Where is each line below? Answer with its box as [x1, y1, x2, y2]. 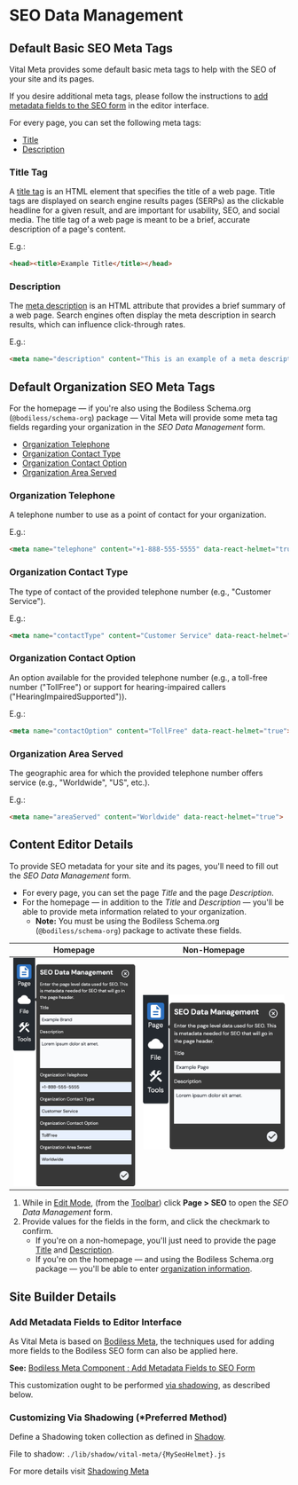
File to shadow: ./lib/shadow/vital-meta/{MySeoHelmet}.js [9, 1449, 226, 1459]
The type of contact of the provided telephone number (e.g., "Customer [9, 586, 271, 597]
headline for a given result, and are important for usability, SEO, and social [9, 205, 280, 216]
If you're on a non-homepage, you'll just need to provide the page [35, 1235, 277, 1246]
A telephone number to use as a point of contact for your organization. [9, 509, 267, 520]
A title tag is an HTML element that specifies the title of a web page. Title [9, 186, 276, 197]
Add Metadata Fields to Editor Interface [9, 1316, 182, 1328]
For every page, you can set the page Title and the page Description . [21, 887, 274, 898]
